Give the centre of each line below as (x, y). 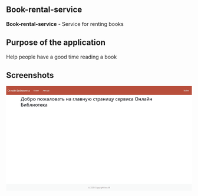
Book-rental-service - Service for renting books (65, 24)
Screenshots (30, 75)
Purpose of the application (56, 43)
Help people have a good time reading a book (62, 57)
